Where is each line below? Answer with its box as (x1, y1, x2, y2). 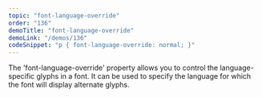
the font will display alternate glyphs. (8, 80, 130, 90)
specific (8, 72, 35, 81)
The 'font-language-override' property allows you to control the (8, 63, 219, 72)
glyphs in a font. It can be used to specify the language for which (36, 72, 252, 81)
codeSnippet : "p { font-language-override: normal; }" (8, 41, 195, 49)
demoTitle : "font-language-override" (8, 26, 135, 34)
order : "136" (8, 19, 52, 27)
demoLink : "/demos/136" (8, 33, 88, 42)
